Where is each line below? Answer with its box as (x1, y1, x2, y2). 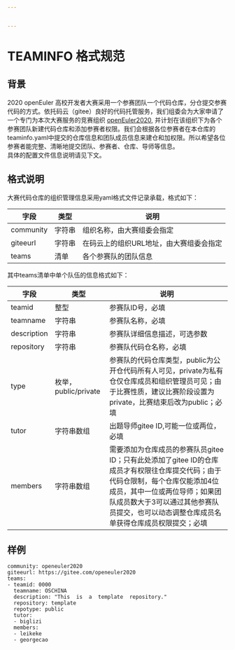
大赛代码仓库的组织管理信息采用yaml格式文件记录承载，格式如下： (7, 193, 199, 202)
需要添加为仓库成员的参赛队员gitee (109, 444, 224, 454)
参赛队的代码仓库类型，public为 (109, 355, 214, 365)
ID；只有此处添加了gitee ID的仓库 (109, 455, 219, 464)
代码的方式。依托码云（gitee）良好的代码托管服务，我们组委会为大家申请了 (7, 106, 224, 116)
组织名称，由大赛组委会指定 (83, 225, 174, 235)
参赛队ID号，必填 (109, 303, 166, 312)
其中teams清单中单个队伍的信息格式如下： (7, 270, 129, 279)
